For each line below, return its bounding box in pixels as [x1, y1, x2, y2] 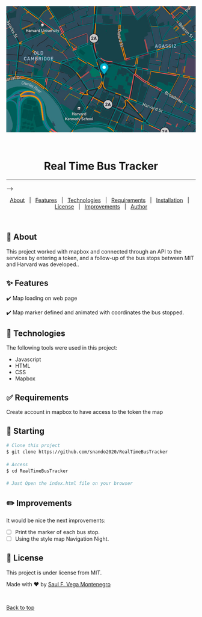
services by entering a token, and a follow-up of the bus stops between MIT [6, 254, 194, 261]
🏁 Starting [6, 426, 45, 436]
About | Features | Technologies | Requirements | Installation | [10, 196, 189, 204]
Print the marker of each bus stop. [14, 528, 100, 535]
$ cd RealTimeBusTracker [6, 468, 69, 474]
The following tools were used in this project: [6, 344, 118, 351]
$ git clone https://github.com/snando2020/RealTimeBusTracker [6, 449, 168, 455]
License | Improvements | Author [54, 202, 148, 210]
